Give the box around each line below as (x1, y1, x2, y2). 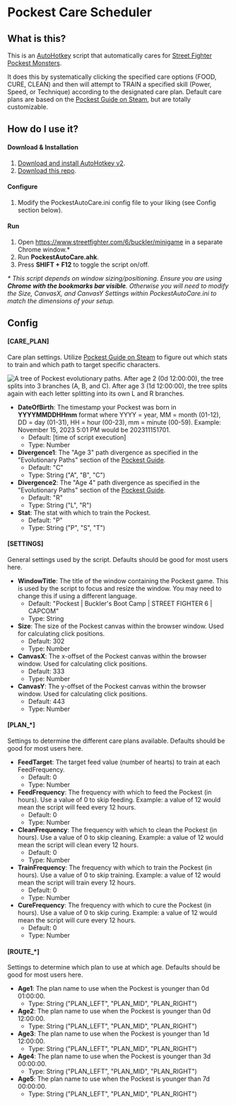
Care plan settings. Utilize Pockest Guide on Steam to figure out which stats (7, 352, 228, 361)
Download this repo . (17, 166, 76, 174)
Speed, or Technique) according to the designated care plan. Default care (7, 88, 222, 96)
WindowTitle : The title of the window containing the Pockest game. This (17, 576, 229, 585)
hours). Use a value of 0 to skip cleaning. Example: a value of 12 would (17, 834, 224, 841)
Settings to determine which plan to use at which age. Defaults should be (7, 963, 220, 972)
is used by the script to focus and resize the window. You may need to (17, 584, 222, 593)
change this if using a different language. (17, 591, 138, 600)
